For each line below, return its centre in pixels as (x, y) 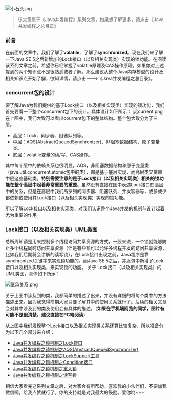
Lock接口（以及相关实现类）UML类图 (51, 230)
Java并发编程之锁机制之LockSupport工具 (56, 356)
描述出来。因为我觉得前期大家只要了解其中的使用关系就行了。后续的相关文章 (86, 302)
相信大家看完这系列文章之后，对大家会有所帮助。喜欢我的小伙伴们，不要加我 (86, 386)
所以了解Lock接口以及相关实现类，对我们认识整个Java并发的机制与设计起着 (85, 208)
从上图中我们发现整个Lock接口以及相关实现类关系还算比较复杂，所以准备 (82, 326)
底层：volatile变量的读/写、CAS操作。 (53, 155)
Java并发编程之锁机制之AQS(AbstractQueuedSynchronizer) (76, 349)
